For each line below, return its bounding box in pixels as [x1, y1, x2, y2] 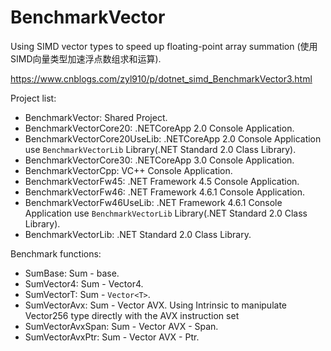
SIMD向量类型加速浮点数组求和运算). [10, 52, 162, 65]
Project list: [10, 92, 57, 104]
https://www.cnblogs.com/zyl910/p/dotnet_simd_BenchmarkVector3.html [10, 72, 313, 85]
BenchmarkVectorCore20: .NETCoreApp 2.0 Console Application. [24, 122, 295, 134]
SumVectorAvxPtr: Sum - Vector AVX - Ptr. [24, 331, 200, 343]
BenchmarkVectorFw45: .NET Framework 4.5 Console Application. [24, 175, 300, 187]
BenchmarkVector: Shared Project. [24, 111, 168, 123]
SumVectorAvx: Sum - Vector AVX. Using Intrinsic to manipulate [24, 299, 287, 311]
